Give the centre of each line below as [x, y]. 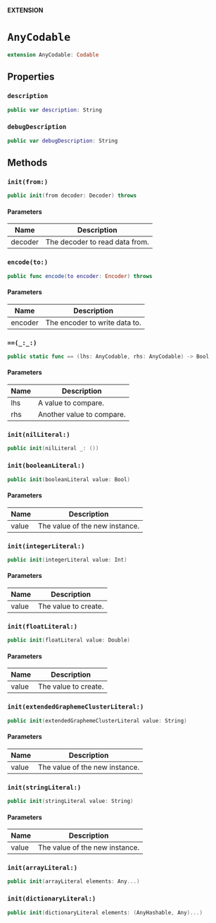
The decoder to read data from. [97, 242]
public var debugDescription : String [63, 140]
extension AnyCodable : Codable [53, 55]
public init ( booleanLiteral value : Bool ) [69, 479]
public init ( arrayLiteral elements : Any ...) [74, 881]
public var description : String [55, 110]
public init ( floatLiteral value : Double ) [69, 640]
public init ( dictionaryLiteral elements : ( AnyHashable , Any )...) [105, 912]
